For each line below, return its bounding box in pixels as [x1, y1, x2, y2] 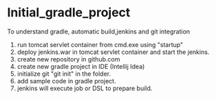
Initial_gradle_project [7, 5, 131, 20]
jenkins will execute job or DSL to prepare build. [17, 84, 153, 92]
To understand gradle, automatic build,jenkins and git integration [7, 27, 191, 36]
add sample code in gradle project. [17, 76, 116, 85]
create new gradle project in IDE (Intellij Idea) [17, 62, 145, 70]
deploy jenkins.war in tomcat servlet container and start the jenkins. [17, 48, 210, 56]
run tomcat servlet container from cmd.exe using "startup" [17, 40, 184, 48]
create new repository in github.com [17, 55, 120, 63]
